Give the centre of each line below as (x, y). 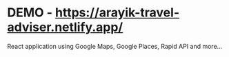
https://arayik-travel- (117, 13)
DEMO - (30, 13)
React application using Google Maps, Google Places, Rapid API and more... (115, 46)
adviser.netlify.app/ (65, 27)
